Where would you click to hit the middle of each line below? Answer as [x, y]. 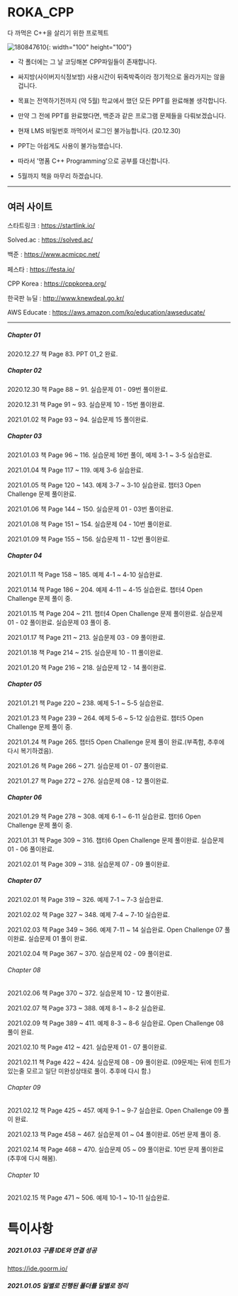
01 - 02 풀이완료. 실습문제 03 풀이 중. [59, 622]
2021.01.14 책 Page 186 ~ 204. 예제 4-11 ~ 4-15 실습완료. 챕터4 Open [105, 590]
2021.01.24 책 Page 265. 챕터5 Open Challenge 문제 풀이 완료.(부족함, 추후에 [116, 742]
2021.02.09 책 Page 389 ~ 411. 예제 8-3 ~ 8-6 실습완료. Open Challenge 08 [116, 1023]
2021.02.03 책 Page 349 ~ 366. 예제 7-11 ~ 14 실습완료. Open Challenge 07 [115, 930]
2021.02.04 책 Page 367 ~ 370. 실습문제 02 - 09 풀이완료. [90, 953]
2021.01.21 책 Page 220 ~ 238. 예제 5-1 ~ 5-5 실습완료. [86, 703]
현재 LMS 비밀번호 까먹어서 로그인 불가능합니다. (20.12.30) [99, 130]
